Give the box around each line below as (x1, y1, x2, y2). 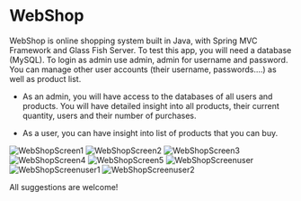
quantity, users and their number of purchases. (22, 110, 197, 121)
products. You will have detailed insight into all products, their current (22, 100, 280, 111)
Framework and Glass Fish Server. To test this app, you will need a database (9, 44, 292, 55)
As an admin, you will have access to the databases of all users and (22, 91, 273, 102)
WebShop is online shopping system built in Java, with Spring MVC (9, 35, 258, 46)
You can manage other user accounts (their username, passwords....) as (9, 64, 277, 75)
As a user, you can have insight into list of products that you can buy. (22, 127, 279, 138)
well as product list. (9, 73, 82, 84)
